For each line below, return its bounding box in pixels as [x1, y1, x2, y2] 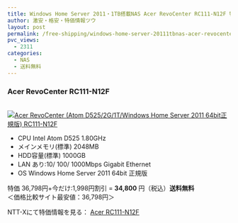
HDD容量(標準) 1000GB [17, 151, 86, 159]
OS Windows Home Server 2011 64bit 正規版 [17, 168, 148, 177]
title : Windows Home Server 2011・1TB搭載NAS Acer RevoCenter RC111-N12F [7, 10, 227, 18]
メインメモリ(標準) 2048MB [17, 142, 99, 151]
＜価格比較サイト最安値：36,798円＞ [7, 193, 115, 201]
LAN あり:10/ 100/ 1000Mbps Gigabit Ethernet [17, 160, 151, 168]
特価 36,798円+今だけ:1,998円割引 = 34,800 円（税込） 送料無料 [7, 183, 195, 192]
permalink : [7, 30, 40, 38]
